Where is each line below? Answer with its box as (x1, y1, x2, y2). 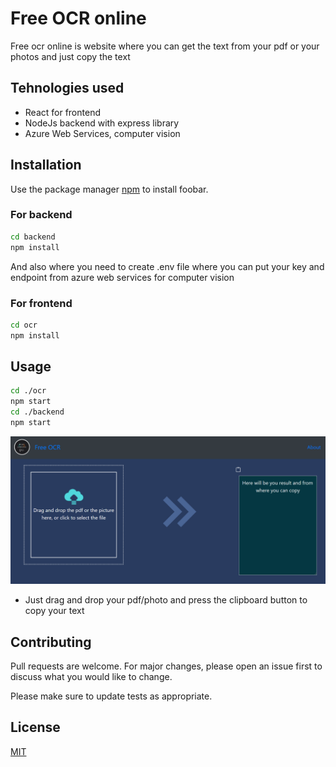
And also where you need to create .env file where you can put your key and (10, 260, 325, 272)
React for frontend (24, 106, 101, 118)
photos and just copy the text (10, 50, 131, 62)
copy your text (24, 605, 85, 617)
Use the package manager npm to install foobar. (10, 183, 209, 195)
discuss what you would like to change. (10, 671, 173, 683)
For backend (10, 208, 73, 222)
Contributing (10, 633, 92, 651)
